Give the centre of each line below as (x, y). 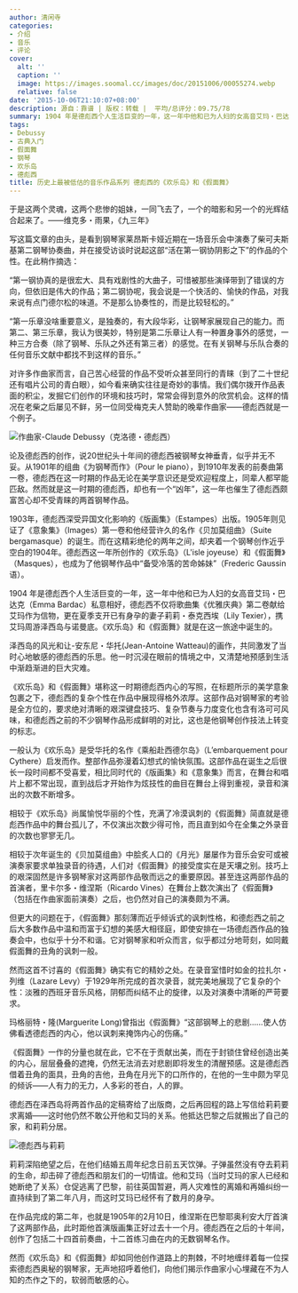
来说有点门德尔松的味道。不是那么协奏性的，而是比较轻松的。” (122, 302)
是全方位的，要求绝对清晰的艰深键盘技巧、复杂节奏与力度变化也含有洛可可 (145, 709)
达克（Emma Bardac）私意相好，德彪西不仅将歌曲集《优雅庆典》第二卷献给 (147, 604)
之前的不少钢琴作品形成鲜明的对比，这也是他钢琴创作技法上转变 (172, 720)
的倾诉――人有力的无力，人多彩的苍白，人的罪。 (98, 1086)
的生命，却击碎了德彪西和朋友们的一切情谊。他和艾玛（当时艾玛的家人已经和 (149, 1176)
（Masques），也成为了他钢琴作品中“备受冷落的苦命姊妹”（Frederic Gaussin (148, 563)
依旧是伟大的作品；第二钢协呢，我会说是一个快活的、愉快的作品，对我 (161, 291)
